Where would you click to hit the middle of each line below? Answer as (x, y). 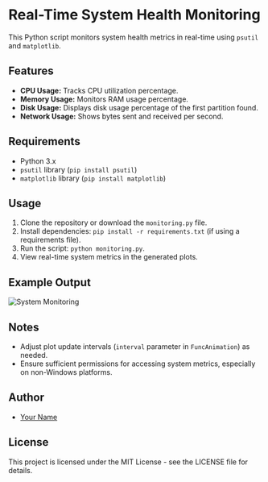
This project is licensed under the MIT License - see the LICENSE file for (128, 462)
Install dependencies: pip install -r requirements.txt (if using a (130, 231)
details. (21, 470)
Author (26, 398)
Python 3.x (38, 161)
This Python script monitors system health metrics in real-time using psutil (134, 37)
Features (31, 71)
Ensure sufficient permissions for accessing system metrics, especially (138, 364)
